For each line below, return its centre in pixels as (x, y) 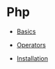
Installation (32, 58)
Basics (26, 31)
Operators (31, 45)
